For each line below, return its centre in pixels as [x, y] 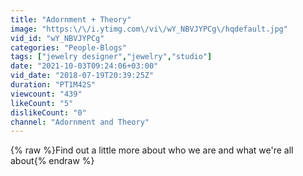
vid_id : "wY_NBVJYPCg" [57, 38]
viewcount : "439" [46, 94]
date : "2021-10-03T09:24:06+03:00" [84, 66]
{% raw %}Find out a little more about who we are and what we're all [152, 150]
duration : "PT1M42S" [53, 85]
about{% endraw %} [52, 161]
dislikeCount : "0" [48, 112]
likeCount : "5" [42, 103]
